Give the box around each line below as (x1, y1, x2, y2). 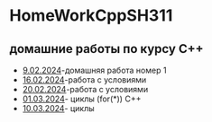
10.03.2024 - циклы (22, 103, 95, 113)
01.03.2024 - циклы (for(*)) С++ (22, 93, 142, 104)
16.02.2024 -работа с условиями (22, 74, 147, 85)
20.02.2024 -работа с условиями (22, 84, 149, 94)
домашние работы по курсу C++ (9, 41, 204, 57)
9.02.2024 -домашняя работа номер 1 (22, 65, 167, 75)
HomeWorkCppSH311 (9, 5, 173, 26)
